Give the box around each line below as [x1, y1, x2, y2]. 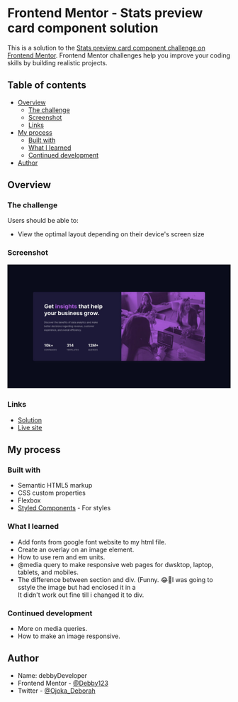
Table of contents [7, 79, 86, 92]
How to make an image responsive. [17, 632, 120, 640]
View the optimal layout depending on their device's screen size [17, 230, 205, 238]
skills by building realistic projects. [7, 58, 108, 67]
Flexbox [17, 496, 41, 505]
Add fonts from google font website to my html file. [17, 537, 166, 546]
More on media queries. [17, 624, 88, 632]
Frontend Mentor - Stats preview [7, 5, 203, 21]
